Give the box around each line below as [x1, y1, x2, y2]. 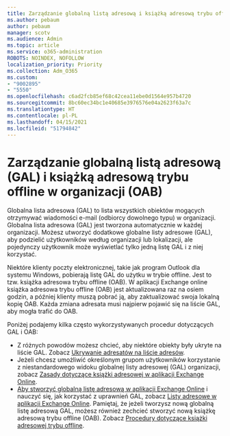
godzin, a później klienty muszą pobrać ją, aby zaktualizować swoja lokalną [7, 292, 220, 301]
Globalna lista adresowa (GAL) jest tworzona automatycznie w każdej [7, 221, 203, 229]
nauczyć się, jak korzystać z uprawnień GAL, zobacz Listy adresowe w [16, 392, 217, 400]
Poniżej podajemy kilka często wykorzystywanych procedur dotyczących [7, 321, 214, 329]
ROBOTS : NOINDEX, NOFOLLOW [7, 55, 84, 62]
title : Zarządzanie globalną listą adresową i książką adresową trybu [7, 10, 213, 17]
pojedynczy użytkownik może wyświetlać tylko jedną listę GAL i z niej [7, 243, 203, 251]
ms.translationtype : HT [7, 106, 75, 113]
